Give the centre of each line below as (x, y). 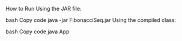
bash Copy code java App (38, 31)
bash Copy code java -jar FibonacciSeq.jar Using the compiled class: (91, 20)
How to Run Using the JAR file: (44, 9)
